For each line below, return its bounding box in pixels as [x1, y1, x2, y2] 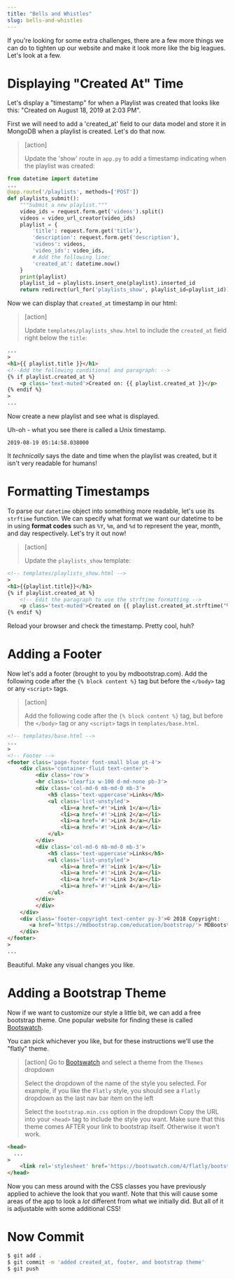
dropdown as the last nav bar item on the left [24, 1094, 154, 1102]
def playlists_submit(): [7, 195, 80, 202]
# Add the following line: [32, 253, 111, 260]
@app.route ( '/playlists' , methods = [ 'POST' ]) [7, 189, 139, 196]
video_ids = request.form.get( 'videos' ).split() [20, 208, 164, 215]
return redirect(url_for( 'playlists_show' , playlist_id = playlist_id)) [20, 286, 230, 293]
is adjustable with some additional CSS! [7, 1205, 121, 1213]
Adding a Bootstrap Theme [7, 985, 166, 1000]
